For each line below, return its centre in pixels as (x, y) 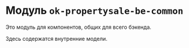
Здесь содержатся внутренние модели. (57, 38)
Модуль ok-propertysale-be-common (94, 10)
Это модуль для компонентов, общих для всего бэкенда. (79, 27)
